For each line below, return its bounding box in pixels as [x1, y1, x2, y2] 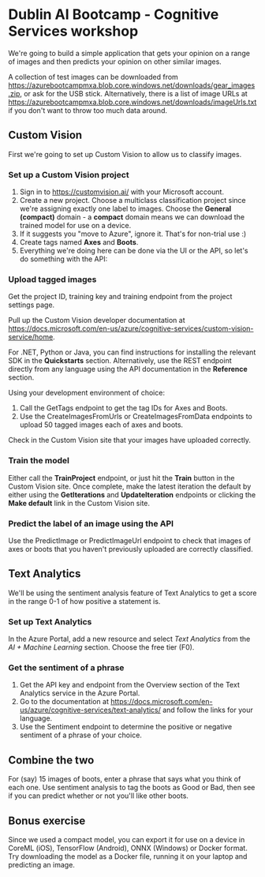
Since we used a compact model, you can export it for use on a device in [8, 834, 245, 844]
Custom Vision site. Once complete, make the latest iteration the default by [8, 482, 252, 491]
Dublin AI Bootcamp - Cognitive [8, 6, 219, 24]
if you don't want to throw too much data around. [8, 105, 168, 115]
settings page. [8, 300, 55, 309]
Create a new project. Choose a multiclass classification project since [19, 196, 246, 205]
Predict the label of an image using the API [8, 518, 174, 529]
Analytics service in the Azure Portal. [19, 688, 140, 698]
